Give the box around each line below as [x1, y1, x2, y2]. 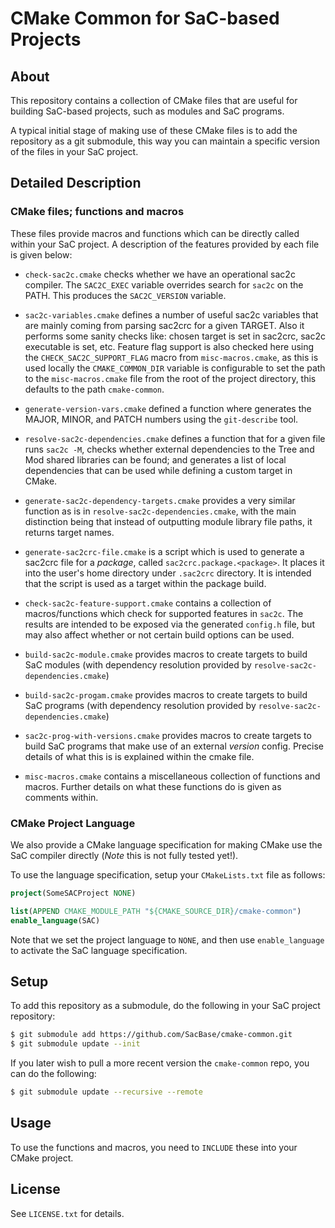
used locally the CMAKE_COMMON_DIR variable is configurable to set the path [24, 362, 326, 374]
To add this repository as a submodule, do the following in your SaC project [10, 1000, 321, 1012]
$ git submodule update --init [10, 1039, 141, 1049]
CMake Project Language [10, 816, 136, 830]
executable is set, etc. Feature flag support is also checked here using [24, 340, 315, 352]
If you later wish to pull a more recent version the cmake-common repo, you [10, 1057, 310, 1069]
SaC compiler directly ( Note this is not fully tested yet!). [10, 849, 239, 861]
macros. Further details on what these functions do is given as [24, 780, 282, 792]
